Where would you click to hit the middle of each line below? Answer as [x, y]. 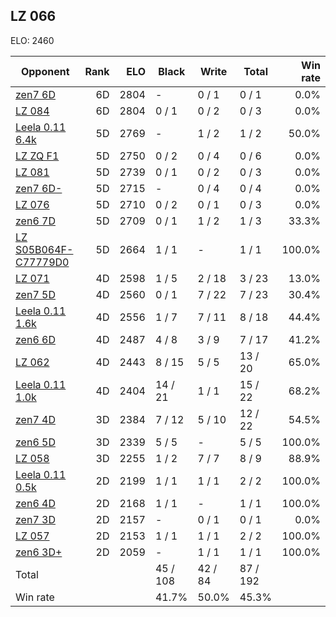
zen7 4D [35, 419]
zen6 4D [35, 503]
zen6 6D [35, 339]
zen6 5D [35, 442]
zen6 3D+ [39, 552]
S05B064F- [44, 249]
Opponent [45, 71]
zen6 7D [35, 221]
